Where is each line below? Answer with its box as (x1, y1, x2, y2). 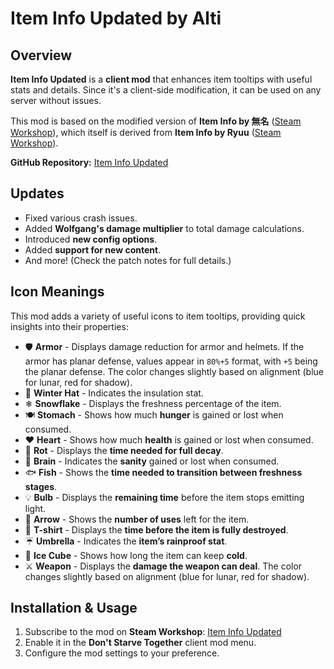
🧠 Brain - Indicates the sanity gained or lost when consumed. (24, 455, 280, 467)
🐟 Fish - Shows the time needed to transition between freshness (24, 466, 303, 478)
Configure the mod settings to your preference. (24, 647, 220, 659)
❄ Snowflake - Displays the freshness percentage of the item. (24, 397, 282, 409)
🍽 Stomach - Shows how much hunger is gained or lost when (24, 408, 284, 421)
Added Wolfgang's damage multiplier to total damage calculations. (24, 222, 305, 234)
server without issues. (10, 95, 102, 106)
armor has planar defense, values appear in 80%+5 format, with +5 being (24, 355, 318, 367)
